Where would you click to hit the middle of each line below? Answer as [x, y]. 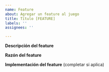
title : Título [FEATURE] [30, 18]
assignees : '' [19, 28]
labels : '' [16, 23]
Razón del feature [23, 55]
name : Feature [19, 9]
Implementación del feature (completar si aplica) [55, 65]
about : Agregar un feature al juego [42, 14]
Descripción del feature [29, 46]
